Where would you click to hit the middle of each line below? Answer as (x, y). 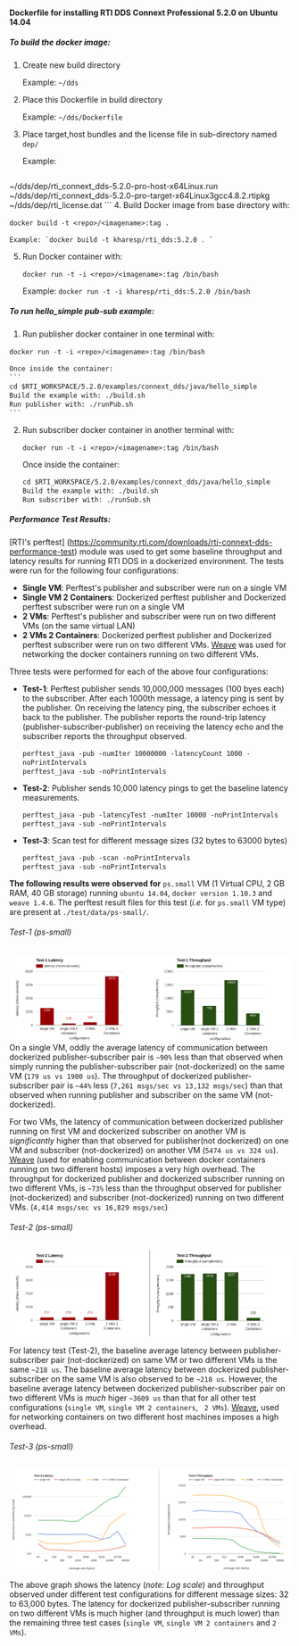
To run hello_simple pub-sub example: (82, 312)
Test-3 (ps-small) (42, 1447)
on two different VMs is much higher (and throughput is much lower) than (144, 1613)
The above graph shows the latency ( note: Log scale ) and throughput (137, 1585)
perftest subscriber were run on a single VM (103, 606)
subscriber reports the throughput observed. (104, 736)
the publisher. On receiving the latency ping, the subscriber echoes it (149, 707)
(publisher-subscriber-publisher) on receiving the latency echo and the (153, 727)
